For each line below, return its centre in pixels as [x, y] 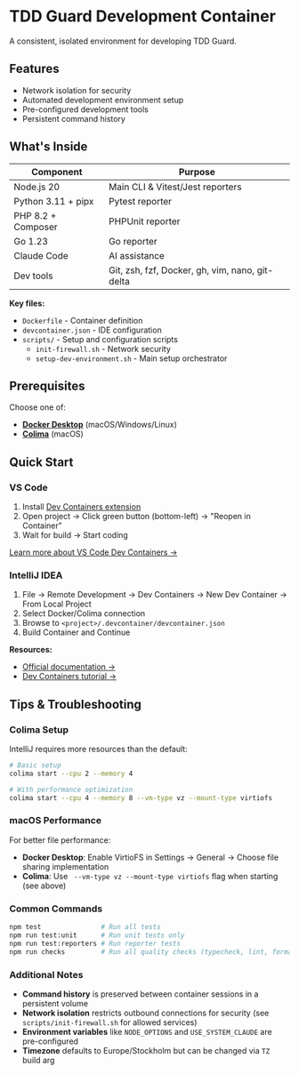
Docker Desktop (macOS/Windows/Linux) [100, 425]
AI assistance [136, 255]
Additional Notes [46, 974]
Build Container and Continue [76, 632]
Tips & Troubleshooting [76, 704]
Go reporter [133, 241]
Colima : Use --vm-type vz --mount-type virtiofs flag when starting [150, 876]
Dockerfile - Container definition [82, 320]
